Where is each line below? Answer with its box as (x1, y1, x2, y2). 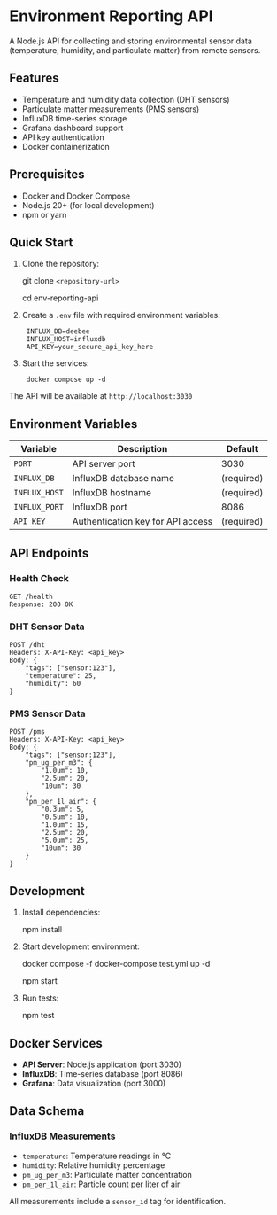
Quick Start (9, 235, 73, 250)
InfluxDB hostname (72, 487, 152, 499)
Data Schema (9, 1103, 85, 1118)
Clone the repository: (21, 259, 100, 269)
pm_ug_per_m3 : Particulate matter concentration (21, 1169, 192, 1180)
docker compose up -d (26, 375, 106, 385)
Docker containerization (21, 141, 111, 152)
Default (226, 443, 258, 456)
